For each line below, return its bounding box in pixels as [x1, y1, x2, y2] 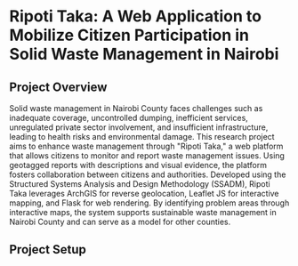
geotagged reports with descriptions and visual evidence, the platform [9, 160, 268, 170]
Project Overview [9, 79, 108, 94]
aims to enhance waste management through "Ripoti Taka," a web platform [9, 141, 284, 151]
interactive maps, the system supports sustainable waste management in [9, 207, 278, 217]
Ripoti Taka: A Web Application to [9, 6, 262, 27]
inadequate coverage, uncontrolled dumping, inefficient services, [9, 113, 249, 123]
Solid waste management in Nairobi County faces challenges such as [9, 103, 263, 113]
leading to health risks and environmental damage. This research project [9, 132, 275, 141]
